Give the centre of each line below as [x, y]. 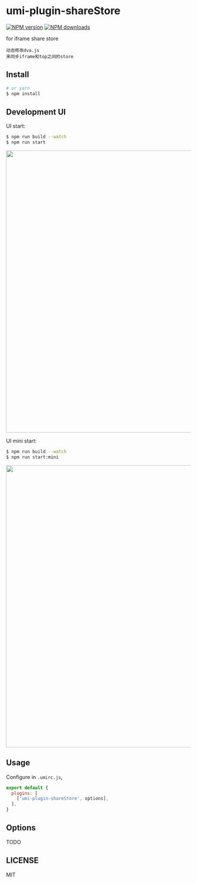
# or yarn [18, 88]
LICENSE [23, 860]
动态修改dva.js [23, 50]
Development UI [36, 112]
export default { [27, 788]
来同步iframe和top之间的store [40, 56]
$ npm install [23, 93]
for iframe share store [32, 38]
